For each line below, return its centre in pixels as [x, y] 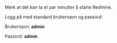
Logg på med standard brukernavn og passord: [54, 17]
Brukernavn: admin [25, 26]
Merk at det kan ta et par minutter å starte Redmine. [58, 7]
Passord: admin [21, 36]
